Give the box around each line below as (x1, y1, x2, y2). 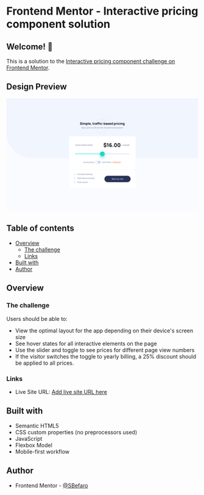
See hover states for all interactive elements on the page (15, 340, 157, 347)
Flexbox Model (15, 441, 53, 449)
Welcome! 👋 (6, 41, 53, 52)
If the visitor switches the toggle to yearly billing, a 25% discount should (15, 353, 197, 360)
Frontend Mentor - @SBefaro (15, 482, 88, 489)
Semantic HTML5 (15, 422, 59, 429)
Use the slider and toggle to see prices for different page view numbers (15, 346, 195, 354)
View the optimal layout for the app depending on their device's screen (15, 327, 194, 334)
